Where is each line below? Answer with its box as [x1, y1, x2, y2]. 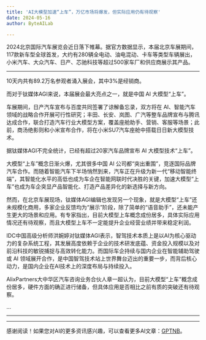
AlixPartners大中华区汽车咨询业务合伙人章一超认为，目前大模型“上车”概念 [6, 276, 193, 283]
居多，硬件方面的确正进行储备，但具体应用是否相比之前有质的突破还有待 [11, 283, 194, 291]
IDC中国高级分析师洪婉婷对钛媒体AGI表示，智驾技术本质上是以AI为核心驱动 [6, 232, 196, 240]
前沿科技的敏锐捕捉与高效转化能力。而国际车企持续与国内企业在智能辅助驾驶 [6, 247, 200, 255]
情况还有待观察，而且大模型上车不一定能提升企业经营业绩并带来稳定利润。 [6, 219, 194, 227]
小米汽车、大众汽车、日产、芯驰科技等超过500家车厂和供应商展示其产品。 [6, 59, 194, 66]
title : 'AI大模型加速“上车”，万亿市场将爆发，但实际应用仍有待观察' [6, 9, 161, 15]
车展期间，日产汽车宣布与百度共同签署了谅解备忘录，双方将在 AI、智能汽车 [6, 104, 196, 111]
